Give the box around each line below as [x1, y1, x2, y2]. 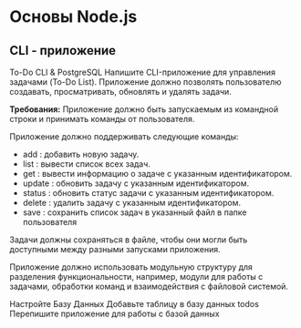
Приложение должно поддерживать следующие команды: [9, 131, 239, 142]
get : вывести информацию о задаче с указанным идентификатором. [22, 169, 293, 179]
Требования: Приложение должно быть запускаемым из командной [9, 104, 279, 115]
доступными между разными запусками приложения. [9, 244, 221, 254]
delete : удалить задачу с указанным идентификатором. [22, 198, 242, 208]
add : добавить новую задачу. [22, 149, 140, 159]
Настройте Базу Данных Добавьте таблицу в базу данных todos [9, 299, 260, 309]
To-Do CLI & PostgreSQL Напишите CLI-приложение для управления [9, 67, 276, 77]
